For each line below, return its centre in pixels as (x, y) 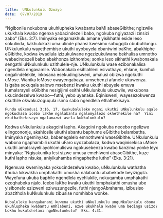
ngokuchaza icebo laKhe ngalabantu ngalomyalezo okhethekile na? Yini (79, 113)
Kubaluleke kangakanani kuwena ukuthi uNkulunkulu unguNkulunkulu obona (80, 202)
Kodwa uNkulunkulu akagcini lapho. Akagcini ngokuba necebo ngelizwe (77, 127)
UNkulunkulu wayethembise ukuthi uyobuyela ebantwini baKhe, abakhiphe (80, 49)
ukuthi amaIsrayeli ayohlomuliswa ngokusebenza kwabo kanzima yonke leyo (82, 147)
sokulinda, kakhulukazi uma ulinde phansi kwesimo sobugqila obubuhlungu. (81, 43)
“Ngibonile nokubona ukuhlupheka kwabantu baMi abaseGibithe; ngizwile (79, 28)
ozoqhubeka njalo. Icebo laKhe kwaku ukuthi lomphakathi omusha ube (76, 182)
